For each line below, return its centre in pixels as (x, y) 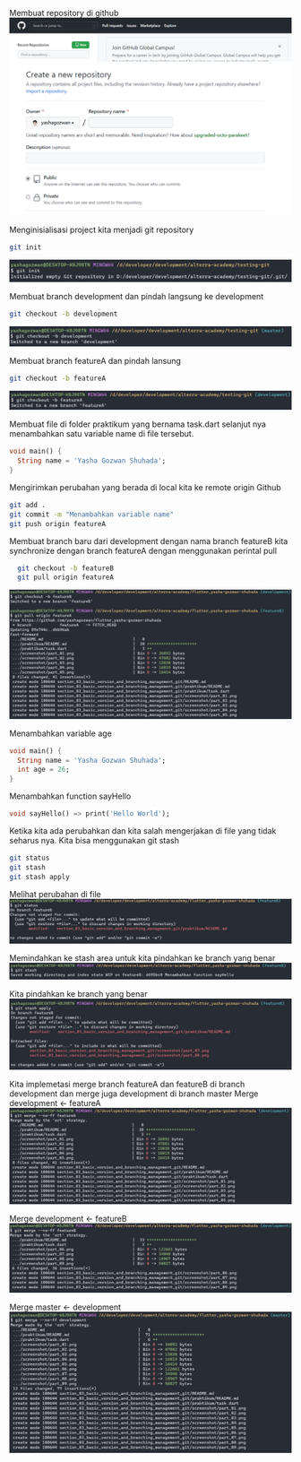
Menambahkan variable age (60, 733)
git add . (28, 505)
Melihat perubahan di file (55, 894)
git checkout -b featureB (66, 568)
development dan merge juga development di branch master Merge (134, 1094)
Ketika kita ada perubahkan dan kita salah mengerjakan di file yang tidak (143, 831)
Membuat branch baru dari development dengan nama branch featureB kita (149, 541)
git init (26, 247)
